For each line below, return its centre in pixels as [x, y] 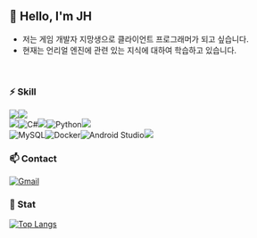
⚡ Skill [23, 92]
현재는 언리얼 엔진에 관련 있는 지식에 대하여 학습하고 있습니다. [129, 50]
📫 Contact [33, 159]
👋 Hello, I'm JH [50, 16]
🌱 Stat [22, 204]
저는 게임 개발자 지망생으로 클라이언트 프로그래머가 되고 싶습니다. [135, 39]
